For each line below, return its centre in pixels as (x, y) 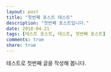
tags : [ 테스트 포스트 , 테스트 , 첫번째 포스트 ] (56, 34)
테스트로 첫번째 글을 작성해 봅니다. (46, 63)
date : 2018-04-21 (28, 28)
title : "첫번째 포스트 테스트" (40, 17)
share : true (21, 46)
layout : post (22, 12)
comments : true (25, 40)
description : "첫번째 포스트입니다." (48, 23)
